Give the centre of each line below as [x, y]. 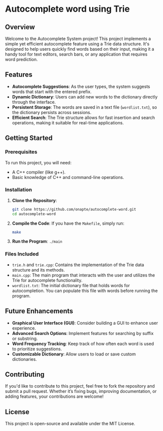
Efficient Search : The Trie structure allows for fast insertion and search [83, 118]
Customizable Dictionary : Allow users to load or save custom [74, 354]
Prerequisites [21, 152]
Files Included [22, 254]
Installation [19, 190]
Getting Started [29, 138]
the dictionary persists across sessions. [52, 112]
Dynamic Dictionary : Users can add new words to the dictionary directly [85, 97]
